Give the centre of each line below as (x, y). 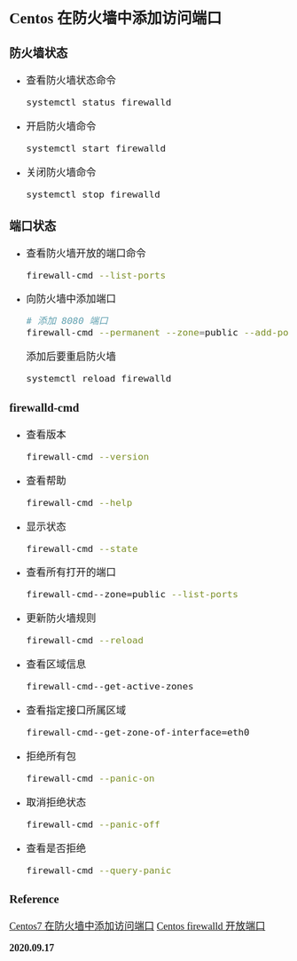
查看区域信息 (56, 665)
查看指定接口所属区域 (76, 711)
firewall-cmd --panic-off (94, 824)
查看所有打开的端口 (71, 572)
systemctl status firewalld (99, 102)
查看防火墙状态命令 (71, 81)
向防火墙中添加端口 (71, 299)
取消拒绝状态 (56, 802)
